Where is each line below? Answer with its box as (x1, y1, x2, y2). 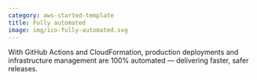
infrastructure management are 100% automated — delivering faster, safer (8, 56, 249, 65)
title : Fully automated (8, 19, 86, 27)
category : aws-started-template (8, 11, 114, 20)
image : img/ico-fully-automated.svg (8, 26, 128, 34)
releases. (8, 64, 38, 74)
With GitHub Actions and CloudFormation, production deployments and (8, 48, 239, 57)
